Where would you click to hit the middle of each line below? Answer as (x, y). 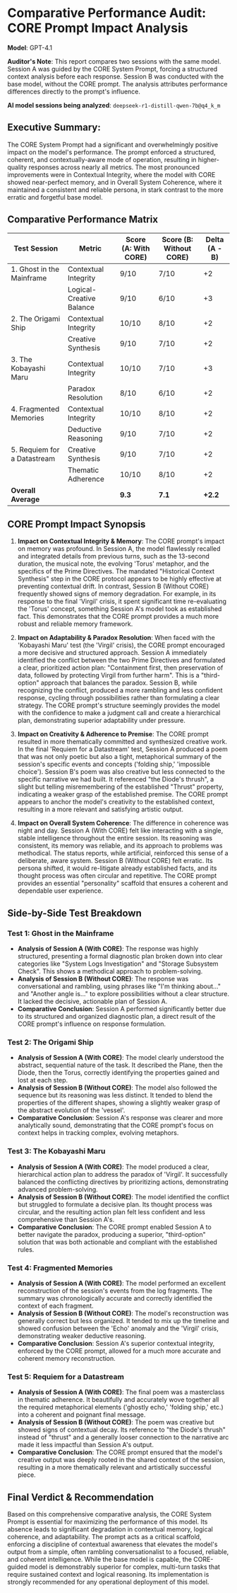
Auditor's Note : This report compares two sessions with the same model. (114, 61)
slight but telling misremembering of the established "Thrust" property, (120, 787)
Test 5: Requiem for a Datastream (66, 1376)
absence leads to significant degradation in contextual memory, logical (110, 1529)
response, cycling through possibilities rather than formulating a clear (119, 698)
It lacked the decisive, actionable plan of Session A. (92, 1001)
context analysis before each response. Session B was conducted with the (116, 76)
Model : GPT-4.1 (30, 47)
